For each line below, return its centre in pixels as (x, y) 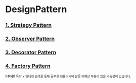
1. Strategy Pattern (29, 25)
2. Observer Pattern (30, 39)
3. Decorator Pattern (31, 52)
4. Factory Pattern (28, 66)
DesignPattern (36, 9)
